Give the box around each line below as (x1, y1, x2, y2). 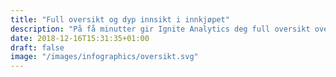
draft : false (10, 42, 65, 53)
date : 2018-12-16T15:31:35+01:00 (10, 33, 150, 43)
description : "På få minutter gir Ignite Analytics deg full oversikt (10, 24, 311, 34)
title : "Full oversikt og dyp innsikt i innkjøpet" (10, 14, 230, 25)
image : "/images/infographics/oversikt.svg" (10, 52, 199, 62)
